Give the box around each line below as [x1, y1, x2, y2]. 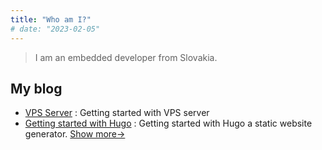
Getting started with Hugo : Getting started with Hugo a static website [24, 117, 313, 130]
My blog [10, 80, 63, 97]
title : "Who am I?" [10, 14, 92, 25]
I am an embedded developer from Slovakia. [34, 51, 218, 63]
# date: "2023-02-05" [10, 24, 101, 34]
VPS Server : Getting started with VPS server [24, 107, 210, 119]
